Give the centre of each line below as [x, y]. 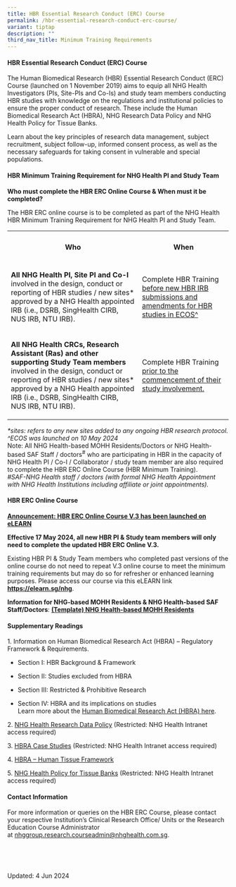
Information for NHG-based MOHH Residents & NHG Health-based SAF [113, 602]
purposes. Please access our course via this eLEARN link [90, 581]
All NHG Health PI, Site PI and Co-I [70, 275]
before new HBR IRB [175, 288]
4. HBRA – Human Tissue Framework [61, 759]
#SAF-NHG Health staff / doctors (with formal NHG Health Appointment [111, 477]
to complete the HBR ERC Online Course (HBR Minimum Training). [103, 469]
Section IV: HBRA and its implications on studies [87, 704]
